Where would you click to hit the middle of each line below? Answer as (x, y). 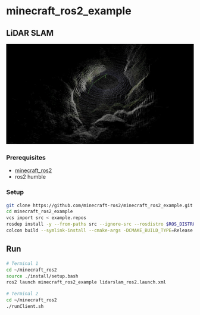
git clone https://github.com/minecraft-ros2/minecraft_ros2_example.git (100, 205)
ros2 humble (30, 177)
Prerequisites (26, 157)
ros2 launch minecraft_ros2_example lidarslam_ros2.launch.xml (86, 282)
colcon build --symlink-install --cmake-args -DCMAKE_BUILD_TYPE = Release (100, 230)
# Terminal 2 (22, 294)
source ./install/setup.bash (42, 276)
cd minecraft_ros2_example (40, 212)
